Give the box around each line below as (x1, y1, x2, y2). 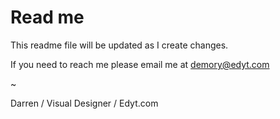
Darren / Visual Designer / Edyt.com (10, 97, 159, 109)
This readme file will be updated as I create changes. (10, 39, 229, 51)
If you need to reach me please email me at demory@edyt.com (10, 58, 270, 70)
